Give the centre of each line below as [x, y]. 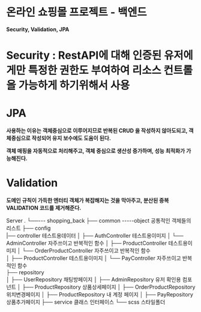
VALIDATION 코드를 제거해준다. [44, 208]
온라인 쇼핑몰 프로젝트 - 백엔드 [76, 12]
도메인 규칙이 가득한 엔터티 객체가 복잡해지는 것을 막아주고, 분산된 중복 [88, 200]
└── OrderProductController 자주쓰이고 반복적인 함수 [86, 250]
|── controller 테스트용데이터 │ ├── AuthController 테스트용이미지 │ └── [95, 235]
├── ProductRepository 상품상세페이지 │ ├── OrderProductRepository [109, 287]
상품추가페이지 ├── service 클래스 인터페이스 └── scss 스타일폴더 [86, 302]
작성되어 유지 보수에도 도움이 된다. [71, 138]
